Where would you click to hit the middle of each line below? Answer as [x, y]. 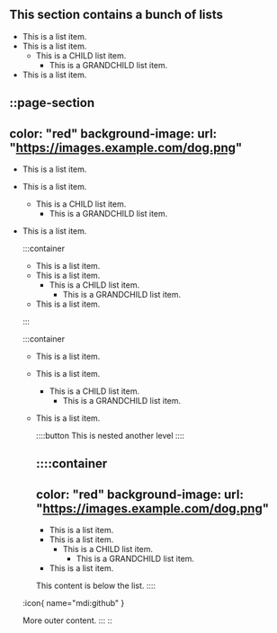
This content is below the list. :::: [95, 586]
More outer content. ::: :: [67, 620]
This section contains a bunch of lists [116, 15]
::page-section [52, 103]
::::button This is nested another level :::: [110, 436]
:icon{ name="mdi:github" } [73, 603]
